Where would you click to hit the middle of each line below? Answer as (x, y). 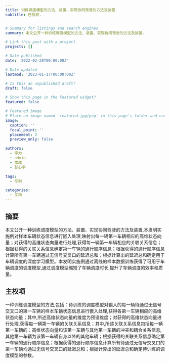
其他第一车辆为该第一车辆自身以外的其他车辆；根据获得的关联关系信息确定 (83, 336)
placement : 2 (24, 134)
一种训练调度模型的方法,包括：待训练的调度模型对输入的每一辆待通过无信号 (83, 304)
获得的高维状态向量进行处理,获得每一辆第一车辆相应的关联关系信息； (90, 242)
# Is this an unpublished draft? (40, 83)
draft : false (19, 88)
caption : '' (23, 125)
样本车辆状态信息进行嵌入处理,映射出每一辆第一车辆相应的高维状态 (88, 236)
